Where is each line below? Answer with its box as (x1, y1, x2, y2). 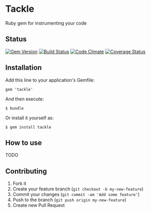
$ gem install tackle (5, 124, 52, 130)
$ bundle (5, 105, 24, 111)
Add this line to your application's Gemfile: (5, 77, 95, 83)
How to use (5, 138, 42, 147)
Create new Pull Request (12, 202, 65, 208)
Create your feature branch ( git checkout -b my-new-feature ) (12, 186, 144, 192)
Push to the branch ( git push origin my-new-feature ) (12, 197, 126, 203)
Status (5, 35, 27, 44)
